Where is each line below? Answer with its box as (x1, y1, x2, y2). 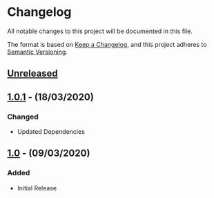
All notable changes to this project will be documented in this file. (7, 27, 193, 35)
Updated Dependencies (17, 128, 85, 136)
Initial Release (17, 184, 57, 192)
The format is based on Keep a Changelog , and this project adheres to (7, 40, 207, 48)
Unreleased (7, 68, 59, 79)
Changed (7, 112, 39, 121)
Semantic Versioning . (7, 48, 68, 56)
